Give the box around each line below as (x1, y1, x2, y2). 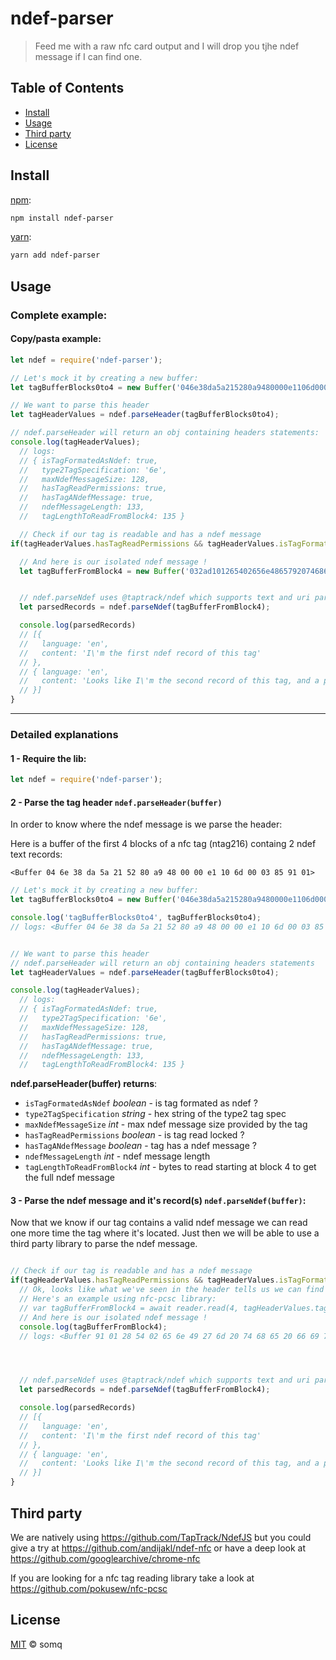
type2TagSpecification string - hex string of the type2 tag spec (24, 1108, 287, 1120)
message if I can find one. (34, 50, 143, 62)
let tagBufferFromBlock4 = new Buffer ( (19, 566, 186, 576)
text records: (10, 848, 63, 861)
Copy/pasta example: (10, 333, 102, 345)
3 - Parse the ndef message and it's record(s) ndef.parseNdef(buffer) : (10, 1194, 307, 1206)
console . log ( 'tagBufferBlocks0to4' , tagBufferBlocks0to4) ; (10, 913, 262, 923)
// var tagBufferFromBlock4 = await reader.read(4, (19, 1303, 240, 1313)
